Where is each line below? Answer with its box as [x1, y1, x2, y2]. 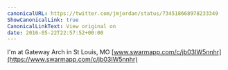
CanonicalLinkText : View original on [7, 23, 116, 30]
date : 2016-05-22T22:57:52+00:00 [7, 29, 104, 36]
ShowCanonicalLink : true [7, 16, 79, 23]
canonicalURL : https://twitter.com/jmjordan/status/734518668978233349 [7, 10, 218, 17]
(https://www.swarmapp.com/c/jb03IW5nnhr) [7, 56, 138, 64]
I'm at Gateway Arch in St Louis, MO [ [7, 48, 114, 56]
